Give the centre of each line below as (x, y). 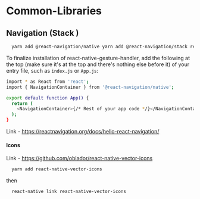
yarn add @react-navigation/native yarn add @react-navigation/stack (99, 46)
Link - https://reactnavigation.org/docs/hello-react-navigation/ (83, 131)
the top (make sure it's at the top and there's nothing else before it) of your (98, 64)
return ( (22, 103)
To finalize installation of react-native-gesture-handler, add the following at (98, 58)
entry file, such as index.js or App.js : (52, 70)
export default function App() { (48, 98)
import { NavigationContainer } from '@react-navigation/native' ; (90, 87)
